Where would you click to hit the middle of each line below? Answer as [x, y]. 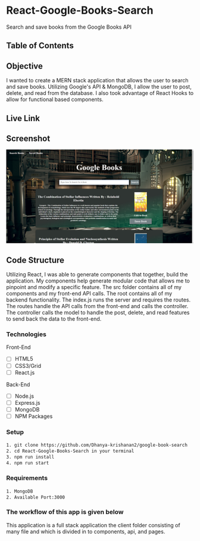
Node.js [24, 396]
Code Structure [35, 260]
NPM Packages [34, 416]
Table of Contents [40, 46]
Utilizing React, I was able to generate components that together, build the [97, 275]
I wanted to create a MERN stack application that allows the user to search [97, 81]
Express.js [27, 402]
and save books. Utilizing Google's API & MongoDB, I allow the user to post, [99, 87]
